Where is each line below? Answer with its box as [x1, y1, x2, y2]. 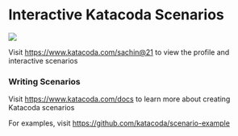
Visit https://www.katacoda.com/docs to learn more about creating [8, 94, 231, 104]
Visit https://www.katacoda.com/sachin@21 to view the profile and [8, 47, 230, 57]
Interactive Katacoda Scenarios [8, 6, 224, 24]
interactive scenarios [8, 56, 78, 65]
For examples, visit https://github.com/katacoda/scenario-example [8, 118, 230, 128]
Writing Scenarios [8, 76, 81, 87]
